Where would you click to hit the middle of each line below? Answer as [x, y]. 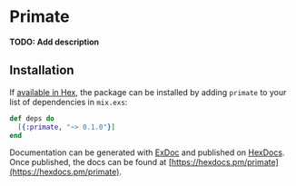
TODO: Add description [54, 42]
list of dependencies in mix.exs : [69, 102]
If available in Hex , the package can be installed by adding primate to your [148, 92]
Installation [42, 70]
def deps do [32, 118]
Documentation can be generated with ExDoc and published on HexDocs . [147, 152]
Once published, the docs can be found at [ [91, 162]
